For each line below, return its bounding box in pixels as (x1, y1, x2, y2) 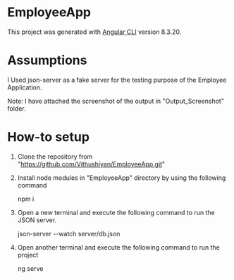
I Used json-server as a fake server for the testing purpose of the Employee (7, 75, 227, 84)
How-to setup (7, 129, 90, 145)
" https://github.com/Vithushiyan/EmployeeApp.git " (17, 159, 166, 168)
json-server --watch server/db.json (17, 229, 121, 238)
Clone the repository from (17, 152, 93, 161)
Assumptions (7, 52, 87, 68)
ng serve (17, 264, 44, 272)
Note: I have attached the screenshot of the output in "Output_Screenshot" (7, 97, 224, 105)
